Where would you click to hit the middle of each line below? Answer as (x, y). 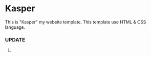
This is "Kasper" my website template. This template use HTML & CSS (75, 22)
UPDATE (15, 39)
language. (15, 27)
